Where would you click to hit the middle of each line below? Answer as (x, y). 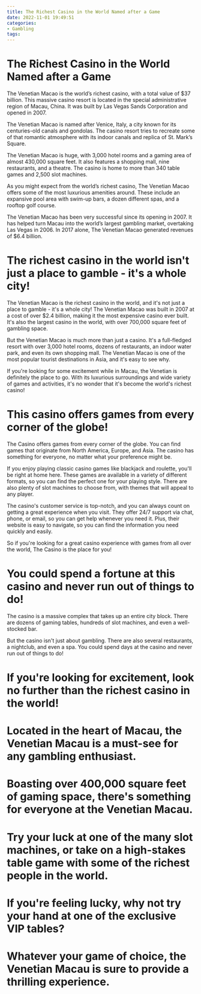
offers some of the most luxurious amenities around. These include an (94, 193)
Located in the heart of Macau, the (94, 731)
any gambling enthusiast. (72, 756)
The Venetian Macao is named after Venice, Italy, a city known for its (91, 125)
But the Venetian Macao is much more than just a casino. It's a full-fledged (99, 340)
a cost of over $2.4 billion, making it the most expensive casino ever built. (98, 316)
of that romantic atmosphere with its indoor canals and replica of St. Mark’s (100, 137)
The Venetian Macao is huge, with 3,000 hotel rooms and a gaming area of (99, 155)
